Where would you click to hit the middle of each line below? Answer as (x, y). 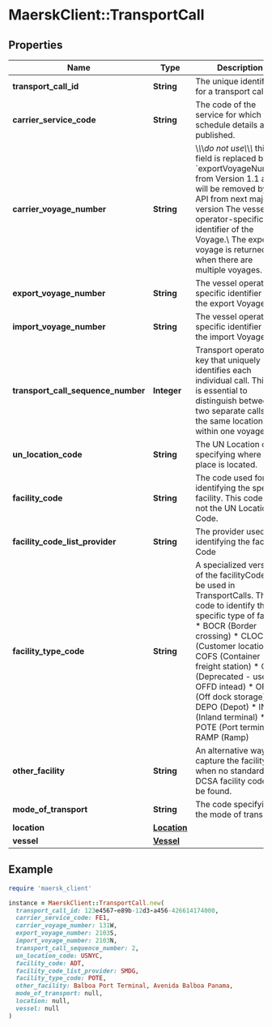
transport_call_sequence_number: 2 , (77, 948)
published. (215, 135)
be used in (215, 585)
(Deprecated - (223, 677)
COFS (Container (228, 656)
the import (215, 337)
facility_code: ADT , (50, 963)
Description (240, 68)
